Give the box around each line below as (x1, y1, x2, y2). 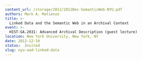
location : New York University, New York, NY (5, 34, 98, 39)
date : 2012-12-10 (5, 39, 40, 44)
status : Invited (5, 43, 40, 48)
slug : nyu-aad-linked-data (5, 47, 60, 52)
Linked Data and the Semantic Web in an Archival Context (9, 20, 129, 26)
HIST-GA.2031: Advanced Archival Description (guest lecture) (9, 30, 138, 34)
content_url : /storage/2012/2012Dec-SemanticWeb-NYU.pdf (5, 7, 123, 12)
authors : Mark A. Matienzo (5, 12, 60, 16)
